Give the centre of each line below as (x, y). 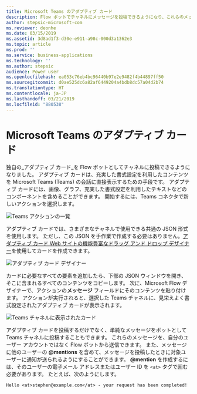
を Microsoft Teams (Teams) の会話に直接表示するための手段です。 (87, 182)
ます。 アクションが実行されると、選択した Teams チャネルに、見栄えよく (95, 298)
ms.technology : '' (28, 60)
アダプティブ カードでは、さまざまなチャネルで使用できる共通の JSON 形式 (97, 229)
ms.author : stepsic (30, 66)
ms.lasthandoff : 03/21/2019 (40, 99)
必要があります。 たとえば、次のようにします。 (63, 374)
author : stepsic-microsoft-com (44, 22)
